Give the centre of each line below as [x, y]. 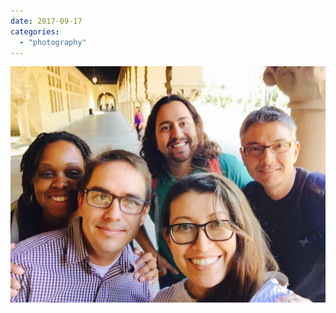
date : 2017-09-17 [46, 21]
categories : [35, 31]
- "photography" [53, 42]
